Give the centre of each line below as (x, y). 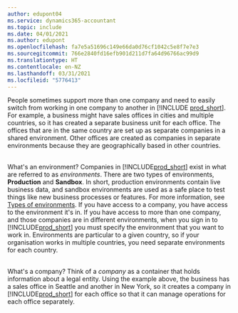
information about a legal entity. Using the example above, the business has (119, 279)
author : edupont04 (35, 14)
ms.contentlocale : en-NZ (44, 67)
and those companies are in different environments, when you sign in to (113, 220)
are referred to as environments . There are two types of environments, (111, 174)
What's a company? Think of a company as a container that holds (104, 272)
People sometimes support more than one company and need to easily (112, 100)
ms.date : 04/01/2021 (38, 34)
